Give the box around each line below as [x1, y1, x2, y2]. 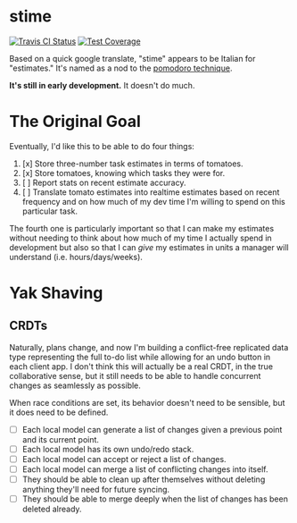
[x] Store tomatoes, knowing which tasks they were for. [21, 167, 226, 178]
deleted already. [21, 503, 82, 515]
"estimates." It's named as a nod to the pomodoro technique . [9, 63, 233, 73]
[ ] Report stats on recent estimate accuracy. [21, 177, 186, 188]
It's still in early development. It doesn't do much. [9, 80, 195, 90]
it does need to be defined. [9, 407, 109, 418]
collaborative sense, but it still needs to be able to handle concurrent [9, 370, 261, 381]
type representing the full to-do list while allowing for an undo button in [9, 351, 271, 362]
